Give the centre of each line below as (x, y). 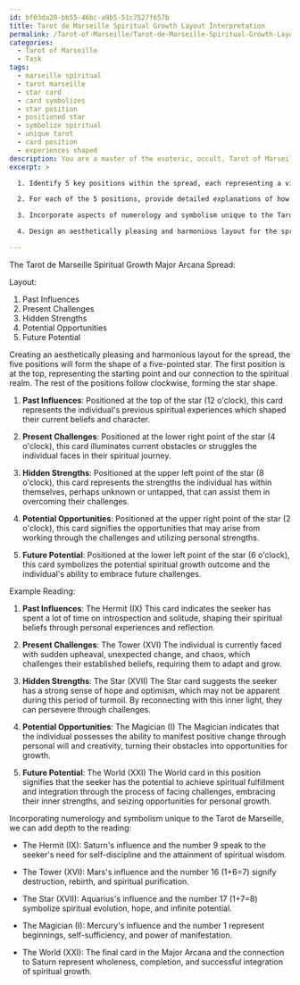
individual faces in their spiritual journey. (96, 455)
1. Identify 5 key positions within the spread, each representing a (149, 183)
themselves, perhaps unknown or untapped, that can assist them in (146, 491)
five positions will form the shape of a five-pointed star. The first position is (147, 363)
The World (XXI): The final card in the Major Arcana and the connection (153, 952)
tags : (19, 68)
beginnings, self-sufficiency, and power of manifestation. (127, 935)
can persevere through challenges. (87, 709)
